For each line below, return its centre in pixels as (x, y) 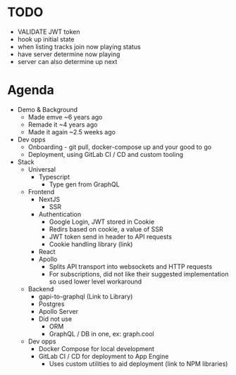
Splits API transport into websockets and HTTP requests (131, 266)
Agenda (31, 90)
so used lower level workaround (95, 281)
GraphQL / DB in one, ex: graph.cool (101, 333)
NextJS (49, 199)
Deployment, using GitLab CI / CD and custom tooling (106, 154)
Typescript (54, 177)
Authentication (60, 214)
